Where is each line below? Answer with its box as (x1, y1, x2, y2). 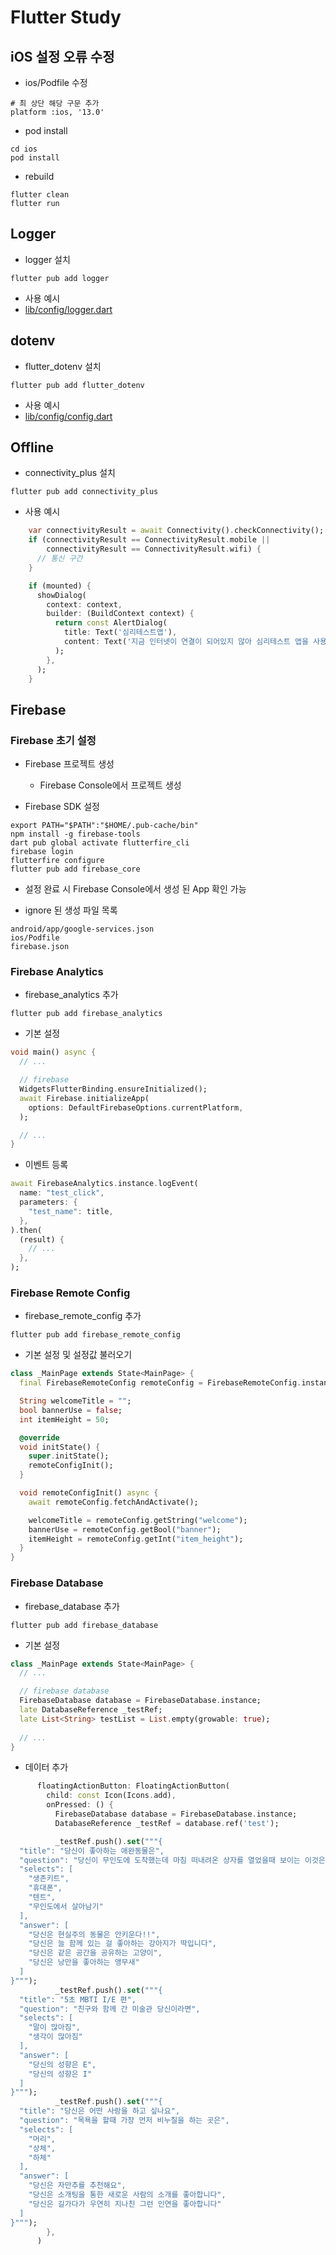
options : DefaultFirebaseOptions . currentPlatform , (28, 1102, 244, 1113)
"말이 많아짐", (28, 2022, 81, 2033)
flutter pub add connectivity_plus (10, 487, 159, 497)
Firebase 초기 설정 (10, 733, 97, 747)
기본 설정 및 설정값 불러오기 (24, 1349, 133, 1361)
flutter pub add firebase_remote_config (10, 1330, 182, 1340)
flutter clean (10, 190, 70, 200)
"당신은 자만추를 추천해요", (28, 2181, 127, 2191)
